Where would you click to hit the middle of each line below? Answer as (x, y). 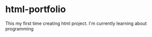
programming (20, 28)
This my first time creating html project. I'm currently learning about (76, 23)
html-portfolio (36, 9)
